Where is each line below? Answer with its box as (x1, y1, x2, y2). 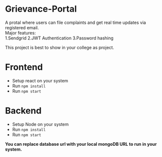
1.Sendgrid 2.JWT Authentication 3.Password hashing (5, 35, 114, 41)
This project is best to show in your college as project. (5, 44, 114, 50)
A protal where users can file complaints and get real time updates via (5, 20, 146, 25)
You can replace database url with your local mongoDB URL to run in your (5, 141, 157, 147)
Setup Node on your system (12, 121, 69, 127)
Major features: (5, 30, 36, 36)
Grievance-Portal (5, 3, 77, 15)
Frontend (5, 62, 43, 73)
